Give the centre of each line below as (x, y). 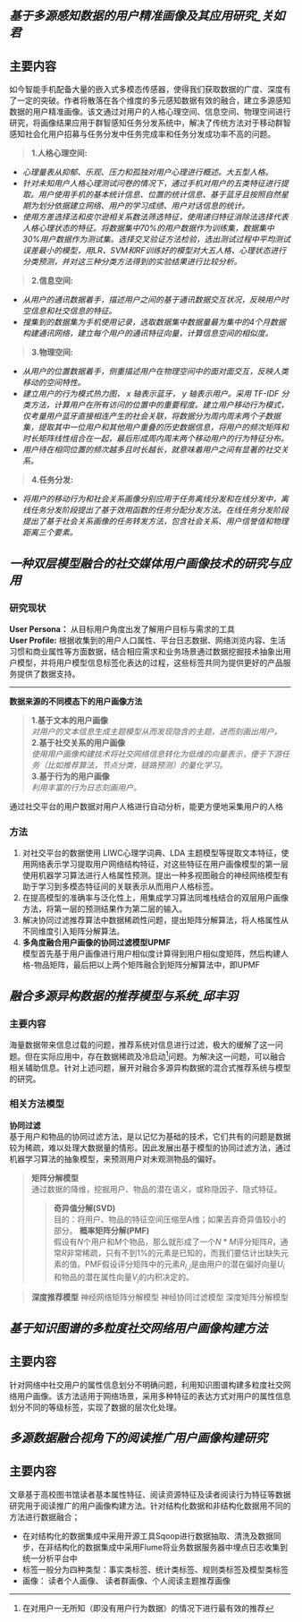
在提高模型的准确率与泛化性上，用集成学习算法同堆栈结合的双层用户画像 (155, 898)
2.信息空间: (52, 281)
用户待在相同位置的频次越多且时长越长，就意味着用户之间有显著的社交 (151, 449)
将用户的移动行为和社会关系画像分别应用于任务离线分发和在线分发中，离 (155, 499)
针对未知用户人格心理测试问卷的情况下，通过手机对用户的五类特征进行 (151, 184)
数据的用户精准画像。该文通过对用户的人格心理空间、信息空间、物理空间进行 (150, 112)
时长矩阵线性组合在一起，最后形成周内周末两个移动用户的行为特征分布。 (155, 439)
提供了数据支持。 (48, 673)
